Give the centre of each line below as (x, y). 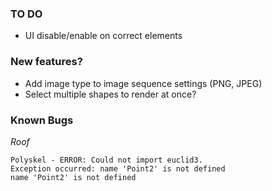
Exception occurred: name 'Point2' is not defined (118, 168)
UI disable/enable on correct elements (103, 36)
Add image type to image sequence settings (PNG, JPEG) (143, 83)
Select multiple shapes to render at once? (110, 94)
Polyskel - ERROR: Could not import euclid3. (106, 160)
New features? (46, 62)
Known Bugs (42, 120)
